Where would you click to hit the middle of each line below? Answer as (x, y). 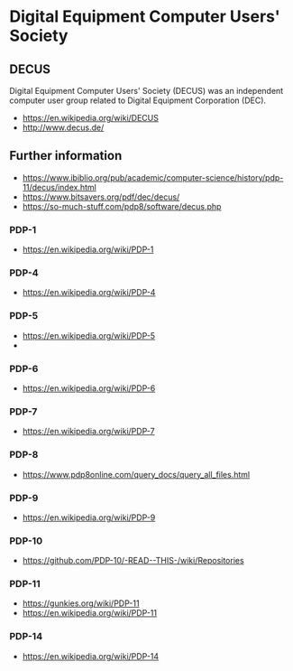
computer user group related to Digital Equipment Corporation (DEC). (138, 100)
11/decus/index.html (59, 187)
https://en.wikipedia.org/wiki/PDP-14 (91, 656)
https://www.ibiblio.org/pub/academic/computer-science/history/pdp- (153, 177)
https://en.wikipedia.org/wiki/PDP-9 (89, 517)
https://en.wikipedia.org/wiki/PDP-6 (89, 388)
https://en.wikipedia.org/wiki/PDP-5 (89, 335)
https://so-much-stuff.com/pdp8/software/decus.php (122, 206)
